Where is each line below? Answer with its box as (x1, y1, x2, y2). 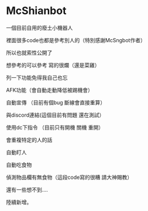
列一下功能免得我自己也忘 (6, 74, 68, 81)
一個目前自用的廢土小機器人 (6, 24, 73, 31)
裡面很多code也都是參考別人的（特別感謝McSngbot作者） (6, 36, 146, 43)
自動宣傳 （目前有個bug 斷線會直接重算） (6, 98, 106, 106)
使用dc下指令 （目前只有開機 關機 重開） (6, 124, 104, 131)
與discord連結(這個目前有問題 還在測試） (6, 111, 105, 118)
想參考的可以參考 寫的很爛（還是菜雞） (6, 62, 100, 69)
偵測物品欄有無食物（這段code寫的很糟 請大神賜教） (6, 173, 133, 181)
